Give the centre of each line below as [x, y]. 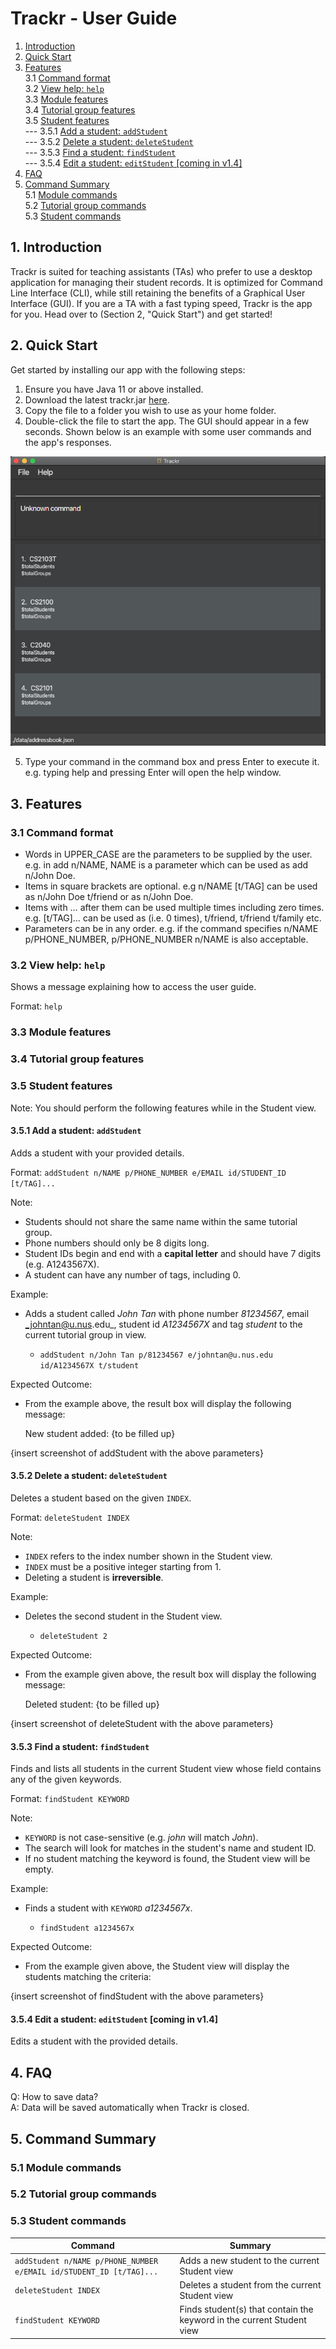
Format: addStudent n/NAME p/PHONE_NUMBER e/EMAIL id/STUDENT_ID [148, 1172]
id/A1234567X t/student [89, 1365]
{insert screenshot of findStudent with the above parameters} [137, 1996]
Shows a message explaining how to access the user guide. [133, 987]
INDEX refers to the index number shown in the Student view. [148, 1556]
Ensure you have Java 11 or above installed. [114, 389]
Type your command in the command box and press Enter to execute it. [172, 762]
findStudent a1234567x [87, 1928]
